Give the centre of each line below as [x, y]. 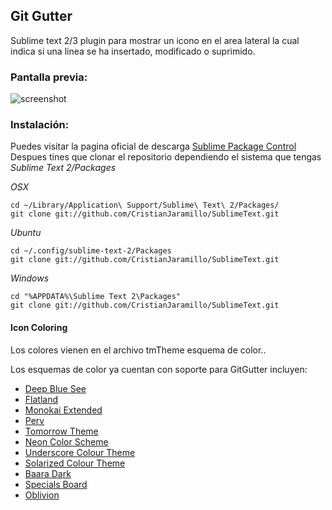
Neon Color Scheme [66, 441]
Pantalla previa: [49, 77]
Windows [30, 278]
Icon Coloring [39, 327]
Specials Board [56, 484]
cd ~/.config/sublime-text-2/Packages [91, 251]
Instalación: [40, 125]
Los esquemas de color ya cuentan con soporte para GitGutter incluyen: [159, 369]
